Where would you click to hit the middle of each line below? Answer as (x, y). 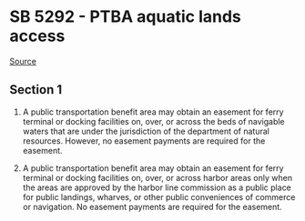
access (37, 36)
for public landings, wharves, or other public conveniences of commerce (159, 196)
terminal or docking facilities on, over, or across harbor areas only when (158, 177)
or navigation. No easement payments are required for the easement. (152, 206)
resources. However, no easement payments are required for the (144, 141)
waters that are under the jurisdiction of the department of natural (146, 131)
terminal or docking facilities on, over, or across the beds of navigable (153, 121)
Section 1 (36, 90)
